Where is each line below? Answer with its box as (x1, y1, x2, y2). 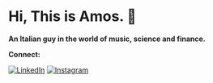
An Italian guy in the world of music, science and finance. (8, 34, 206, 44)
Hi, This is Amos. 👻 (8, 7, 137, 26)
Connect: (8, 49, 40, 59)
